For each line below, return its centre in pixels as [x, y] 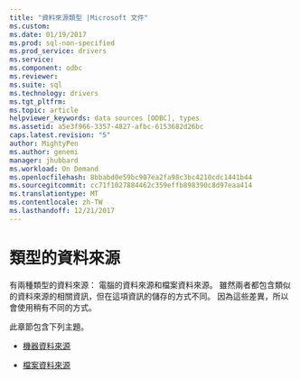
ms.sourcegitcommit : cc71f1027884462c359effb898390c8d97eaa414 [131, 186]
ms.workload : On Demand [54, 169]
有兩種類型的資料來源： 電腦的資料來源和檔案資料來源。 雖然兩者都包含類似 [150, 284]
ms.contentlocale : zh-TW [56, 203]
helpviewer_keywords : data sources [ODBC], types [105, 118]
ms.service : [32, 60]
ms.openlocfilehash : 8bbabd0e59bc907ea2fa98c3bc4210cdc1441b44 [131, 177]
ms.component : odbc [46, 69]
